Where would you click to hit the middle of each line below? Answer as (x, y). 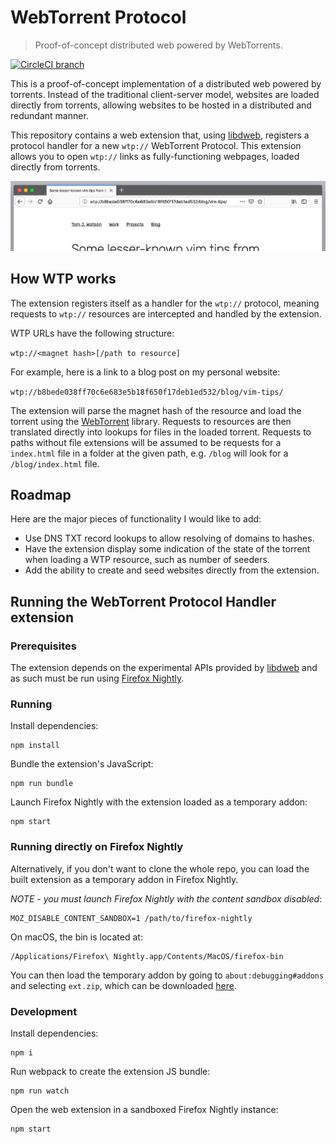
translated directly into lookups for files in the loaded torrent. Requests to (161, 432)
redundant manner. (49, 115)
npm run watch (40, 1091)
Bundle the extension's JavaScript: (82, 764)
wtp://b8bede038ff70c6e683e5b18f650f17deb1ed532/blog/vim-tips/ (147, 392)
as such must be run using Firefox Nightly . (97, 678)
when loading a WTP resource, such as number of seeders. (147, 560)
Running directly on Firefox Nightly (97, 847)
